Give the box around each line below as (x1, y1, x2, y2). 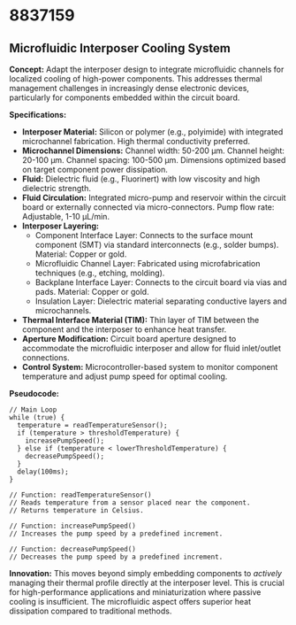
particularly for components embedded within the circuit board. (9, 92, 240, 103)
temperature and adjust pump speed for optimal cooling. (21, 371, 228, 382)
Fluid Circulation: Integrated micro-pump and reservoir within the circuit (21, 192, 286, 203)
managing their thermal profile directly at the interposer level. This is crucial (9, 577, 285, 588)
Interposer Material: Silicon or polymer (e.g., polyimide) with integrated (21, 127, 284, 137)
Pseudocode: (9, 389, 60, 398)
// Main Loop (9, 405, 57, 414)
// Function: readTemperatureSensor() (9, 490, 152, 499)
